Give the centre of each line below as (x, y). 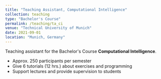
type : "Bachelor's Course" (33, 19)
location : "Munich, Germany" (35, 38)
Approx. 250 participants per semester (52, 61)
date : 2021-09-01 (23, 33)
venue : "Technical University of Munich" (49, 28)
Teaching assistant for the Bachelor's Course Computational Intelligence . (81, 51)
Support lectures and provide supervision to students (67, 71)
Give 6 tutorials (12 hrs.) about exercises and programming (72, 66)
